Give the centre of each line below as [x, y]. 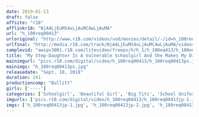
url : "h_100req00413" [33, 34]
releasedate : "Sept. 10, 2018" [45, 72]
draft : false [22, 17]
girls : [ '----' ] [26, 89]
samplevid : [20, 50]
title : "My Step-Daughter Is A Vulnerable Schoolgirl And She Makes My [96, 56]
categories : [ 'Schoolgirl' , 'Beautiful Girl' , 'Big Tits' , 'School [91, 94]
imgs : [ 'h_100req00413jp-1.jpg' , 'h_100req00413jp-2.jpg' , [81, 105]
